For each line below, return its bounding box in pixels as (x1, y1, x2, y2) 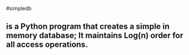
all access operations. (6, 40, 88, 50)
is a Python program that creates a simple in (6, 21, 170, 31)
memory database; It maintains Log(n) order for (6, 31, 183, 41)
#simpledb (6, 5, 32, 12)
